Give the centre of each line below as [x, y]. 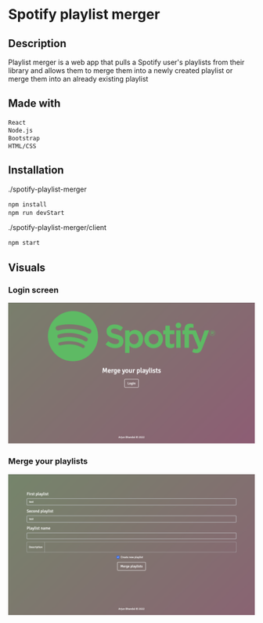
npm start [24, 243]
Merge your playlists [48, 461]
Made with [34, 104]
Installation [36, 170]
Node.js [21, 130]
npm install [27, 204]
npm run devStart [36, 213]
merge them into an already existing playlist [78, 79]
